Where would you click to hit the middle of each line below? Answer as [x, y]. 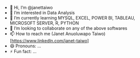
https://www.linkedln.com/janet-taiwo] [50, 41]
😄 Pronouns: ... [25, 46]
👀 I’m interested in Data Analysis [42, 13]
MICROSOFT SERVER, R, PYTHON [44, 23]
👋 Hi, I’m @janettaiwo [31, 8]
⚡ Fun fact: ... [23, 51]
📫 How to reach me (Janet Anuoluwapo [50, 34]
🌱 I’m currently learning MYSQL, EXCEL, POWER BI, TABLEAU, [72, 18]
